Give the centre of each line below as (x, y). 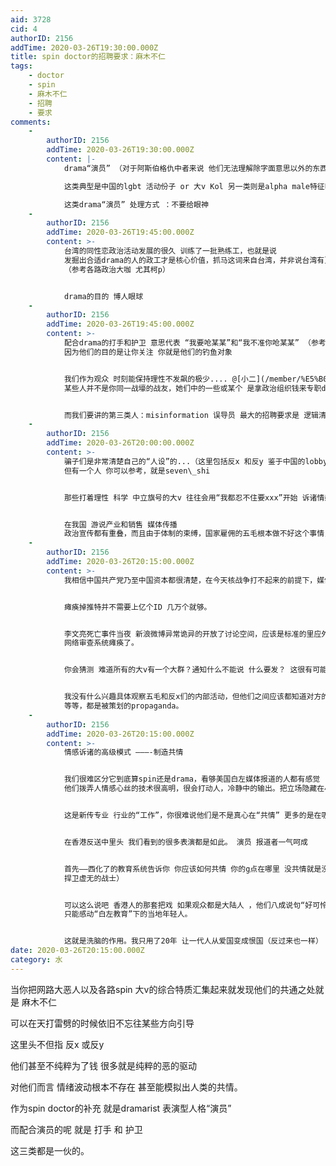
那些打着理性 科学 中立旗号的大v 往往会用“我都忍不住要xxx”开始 (180, 497)
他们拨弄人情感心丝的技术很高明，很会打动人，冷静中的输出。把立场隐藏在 (194, 789)
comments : (31, 122)
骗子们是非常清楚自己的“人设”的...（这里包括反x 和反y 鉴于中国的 (184, 461)
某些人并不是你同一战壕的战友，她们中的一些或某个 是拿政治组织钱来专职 (192, 388)
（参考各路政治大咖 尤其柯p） (116, 269)
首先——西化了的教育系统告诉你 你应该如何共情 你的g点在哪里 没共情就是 (192, 869)
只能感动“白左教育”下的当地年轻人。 (128, 914)
